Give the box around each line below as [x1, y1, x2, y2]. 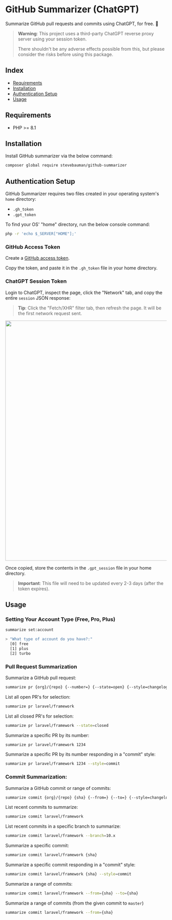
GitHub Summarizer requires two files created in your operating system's [5, 191, 160, 197]
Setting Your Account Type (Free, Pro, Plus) [5, 616, 116, 623]
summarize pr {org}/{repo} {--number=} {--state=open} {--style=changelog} [5, 684, 170, 689]
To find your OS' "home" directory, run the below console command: [5, 221, 150, 227]
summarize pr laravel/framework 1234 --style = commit [5, 761, 120, 766]
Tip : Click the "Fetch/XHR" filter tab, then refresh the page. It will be [17, 305, 162, 311]
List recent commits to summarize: [5, 804, 78, 810]
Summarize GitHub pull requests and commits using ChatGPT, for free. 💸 [5, 20, 159, 27]
